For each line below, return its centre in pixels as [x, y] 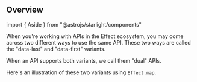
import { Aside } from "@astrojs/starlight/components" [74, 24]
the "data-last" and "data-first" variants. [56, 49]
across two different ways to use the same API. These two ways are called [98, 42]
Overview [25, 10]
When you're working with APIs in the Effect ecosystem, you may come [95, 36]
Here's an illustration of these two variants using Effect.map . [81, 72]
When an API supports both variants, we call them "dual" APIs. [84, 60]
